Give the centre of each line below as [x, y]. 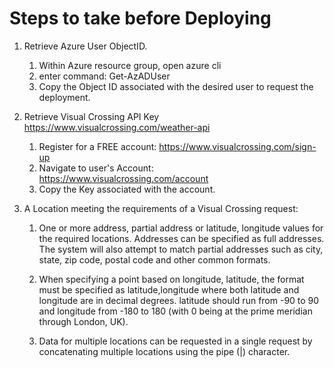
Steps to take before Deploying [140, 18]
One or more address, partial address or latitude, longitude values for [181, 228]
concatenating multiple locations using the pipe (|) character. [164, 351]
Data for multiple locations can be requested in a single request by [175, 341]
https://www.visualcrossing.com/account [123, 178]
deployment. [64, 97]
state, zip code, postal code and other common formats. [154, 259]
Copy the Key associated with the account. [127, 189]
